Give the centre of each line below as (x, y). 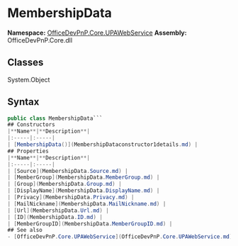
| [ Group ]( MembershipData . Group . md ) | (64, 184)
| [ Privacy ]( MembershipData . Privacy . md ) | (71, 197)
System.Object (29, 79)
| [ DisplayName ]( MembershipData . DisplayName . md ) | (84, 191)
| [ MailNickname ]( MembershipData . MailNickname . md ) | (87, 203)
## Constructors (31, 125)
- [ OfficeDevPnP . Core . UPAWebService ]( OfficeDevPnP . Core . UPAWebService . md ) (120, 237)
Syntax (23, 102)
